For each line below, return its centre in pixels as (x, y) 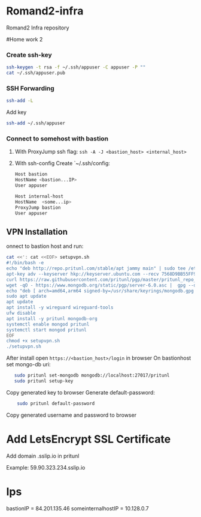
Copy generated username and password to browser (71, 415)
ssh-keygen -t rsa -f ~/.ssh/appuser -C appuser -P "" (76, 67)
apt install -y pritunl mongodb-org (52, 319)
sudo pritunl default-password (56, 404)
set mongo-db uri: (28, 364)
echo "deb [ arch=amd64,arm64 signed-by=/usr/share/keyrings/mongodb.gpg (100, 291)
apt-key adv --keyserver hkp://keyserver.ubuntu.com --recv (83, 274)
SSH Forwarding (31, 88)
